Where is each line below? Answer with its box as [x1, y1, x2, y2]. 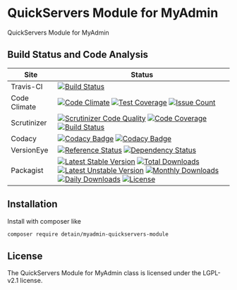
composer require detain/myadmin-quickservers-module [7, 231, 169, 238]
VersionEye [11, 145, 49, 155]
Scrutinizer [11, 118, 47, 128]
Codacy [11, 133, 37, 143]
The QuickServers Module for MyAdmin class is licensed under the [7, 269, 202, 277]
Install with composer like [7, 217, 81, 225]
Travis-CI [11, 81, 43, 91]
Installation [7, 198, 58, 210]
